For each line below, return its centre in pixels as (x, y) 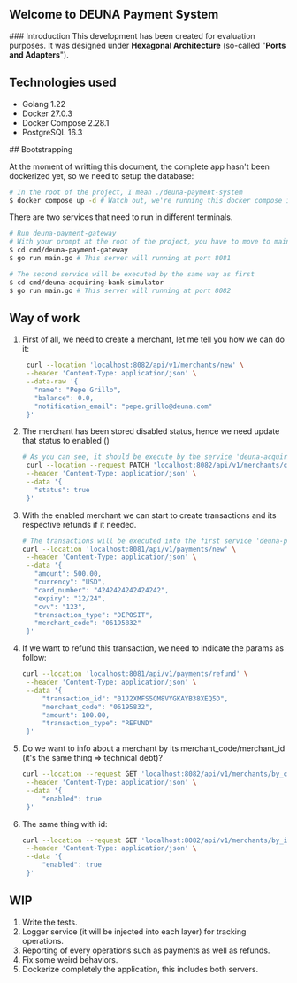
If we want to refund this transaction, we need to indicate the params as (153, 648)
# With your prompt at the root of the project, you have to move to (140, 242)
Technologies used (63, 83)
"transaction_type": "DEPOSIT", (94, 615)
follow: (34, 658)
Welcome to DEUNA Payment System (114, 15)
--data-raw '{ (52, 382)
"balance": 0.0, (64, 398)
